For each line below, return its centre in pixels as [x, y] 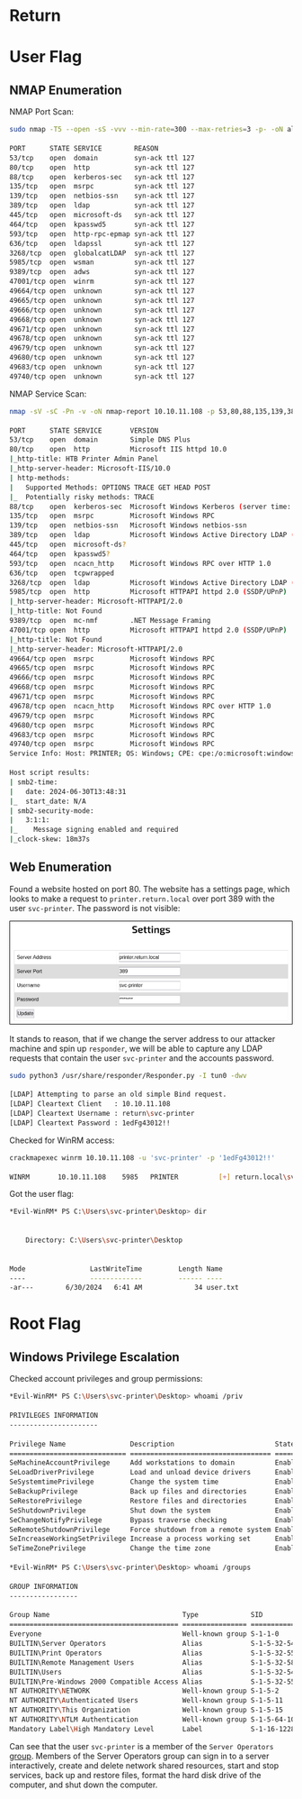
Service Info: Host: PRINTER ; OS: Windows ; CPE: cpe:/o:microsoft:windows [152, 753]
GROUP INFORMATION [44, 1586]
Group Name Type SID [136, 1615]
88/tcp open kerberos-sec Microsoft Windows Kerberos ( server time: [151, 507]
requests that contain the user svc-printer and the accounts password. [142, 1058]
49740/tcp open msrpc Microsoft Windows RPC [112, 744]
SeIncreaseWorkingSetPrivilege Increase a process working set [130, 1539]
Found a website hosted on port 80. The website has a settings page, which [150, 889]
